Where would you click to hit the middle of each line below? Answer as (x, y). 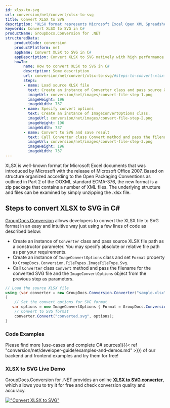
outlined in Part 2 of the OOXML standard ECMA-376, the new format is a (81, 181)
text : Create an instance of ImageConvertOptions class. (89, 114)
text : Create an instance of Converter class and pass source (95, 90)
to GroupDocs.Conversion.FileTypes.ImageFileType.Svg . (70, 262)
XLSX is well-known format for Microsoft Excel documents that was (75, 166)
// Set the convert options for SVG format (61, 302)
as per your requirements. (39, 252)
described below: (23, 231)
